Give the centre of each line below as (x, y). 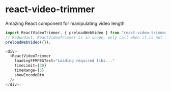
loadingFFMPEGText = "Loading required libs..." (65, 61)
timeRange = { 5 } (29, 70)
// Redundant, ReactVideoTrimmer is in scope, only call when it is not (84, 37)
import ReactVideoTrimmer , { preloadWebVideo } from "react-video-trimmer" (87, 33)
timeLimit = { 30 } (31, 66)
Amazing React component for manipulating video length (65, 23)
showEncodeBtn (29, 75)
